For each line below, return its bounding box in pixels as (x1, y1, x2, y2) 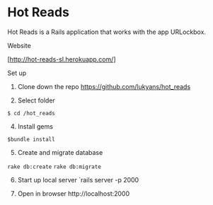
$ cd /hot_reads (7, 110, 55, 117)
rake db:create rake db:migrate (7, 163, 101, 170)
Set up (7, 69, 27, 77)
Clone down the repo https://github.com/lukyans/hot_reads (17, 82, 191, 90)
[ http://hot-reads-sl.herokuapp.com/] (7, 54, 116, 64)
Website (7, 41, 32, 49)
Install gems (17, 122, 53, 131)
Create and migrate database (17, 148, 103, 156)
